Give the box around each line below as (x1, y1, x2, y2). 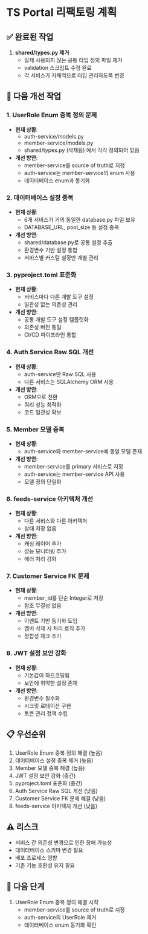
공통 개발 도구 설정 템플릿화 (24, 316, 89, 323)
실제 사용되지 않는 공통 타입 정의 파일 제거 (24, 57, 123, 64)
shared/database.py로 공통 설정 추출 (24, 238, 113, 246)
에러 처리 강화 (24, 555, 57, 563)
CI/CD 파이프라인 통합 (24, 331, 77, 338)
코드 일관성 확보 (24, 408, 62, 416)
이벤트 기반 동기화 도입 (24, 617, 78, 625)
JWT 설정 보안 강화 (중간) (14, 772, 76, 779)
